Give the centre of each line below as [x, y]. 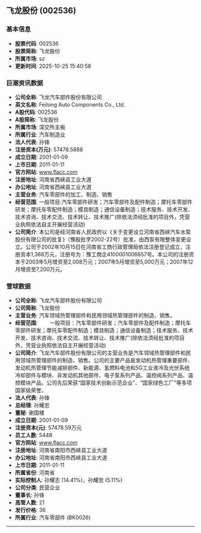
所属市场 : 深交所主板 [40, 127]
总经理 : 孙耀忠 [32, 405]
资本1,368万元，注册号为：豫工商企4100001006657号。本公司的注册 [104, 254]
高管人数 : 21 [30, 502]
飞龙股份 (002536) [41, 11]
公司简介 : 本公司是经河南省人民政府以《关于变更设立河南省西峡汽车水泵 [103, 232]
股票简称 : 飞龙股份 [37, 51]
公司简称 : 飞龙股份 [37, 308]
